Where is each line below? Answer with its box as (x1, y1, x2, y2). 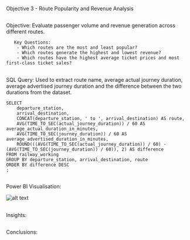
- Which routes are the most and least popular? (16, 45, 138, 51)
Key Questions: (13, 39, 51, 46)
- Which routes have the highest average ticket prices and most (16, 55, 180, 61)
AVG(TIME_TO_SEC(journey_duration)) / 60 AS (16, 131, 127, 137)
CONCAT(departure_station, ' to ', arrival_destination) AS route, (16, 115, 185, 121)
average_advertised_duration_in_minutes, (6, 136, 109, 142)
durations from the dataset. (6, 88, 72, 96)
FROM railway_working (6, 151, 59, 158)
